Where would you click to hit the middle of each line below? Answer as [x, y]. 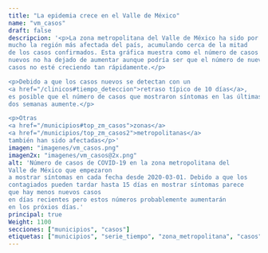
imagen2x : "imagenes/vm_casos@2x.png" [73, 155]
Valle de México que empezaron [60, 170]
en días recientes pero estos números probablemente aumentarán [117, 200]
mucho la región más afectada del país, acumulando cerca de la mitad [128, 45]
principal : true [35, 214]
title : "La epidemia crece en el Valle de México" [94, 16]
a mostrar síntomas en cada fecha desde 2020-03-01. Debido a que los [128, 177]
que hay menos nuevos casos [55, 193]
